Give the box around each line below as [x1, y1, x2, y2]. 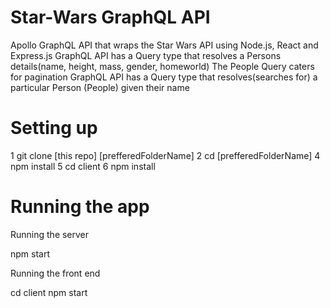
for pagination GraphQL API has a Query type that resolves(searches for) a [10, 71, 318, 83]
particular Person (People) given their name [10, 81, 190, 93]
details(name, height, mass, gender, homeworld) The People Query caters [10, 60, 315, 72]
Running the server [10, 228, 90, 240]
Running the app [10, 196, 150, 218]
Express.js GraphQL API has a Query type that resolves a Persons [10, 49, 282, 61]
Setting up [10, 117, 98, 140]
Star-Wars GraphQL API [10, 6, 211, 29]
